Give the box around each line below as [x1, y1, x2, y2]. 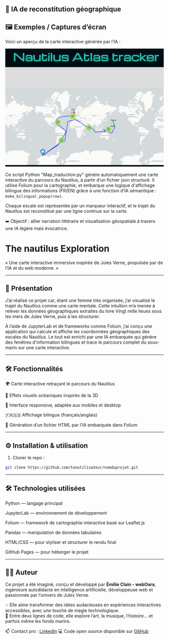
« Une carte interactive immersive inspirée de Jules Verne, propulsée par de [5, 260, 163, 266]
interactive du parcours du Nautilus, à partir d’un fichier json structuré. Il [5, 177, 155, 183]
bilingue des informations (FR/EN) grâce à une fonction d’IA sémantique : [5, 187, 157, 194]
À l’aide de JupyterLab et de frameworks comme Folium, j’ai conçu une [5, 323, 152, 330]
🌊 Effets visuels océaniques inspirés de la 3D [5, 392, 99, 398]
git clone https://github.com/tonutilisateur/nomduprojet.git [5, 465, 138, 470]
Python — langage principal [5, 500, 63, 506]
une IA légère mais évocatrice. [5, 225, 68, 231]
